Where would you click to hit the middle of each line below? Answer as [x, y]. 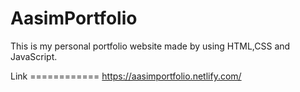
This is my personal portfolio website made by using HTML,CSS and [150, 46]
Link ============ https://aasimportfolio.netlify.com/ [126, 76]
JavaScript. [34, 56]
